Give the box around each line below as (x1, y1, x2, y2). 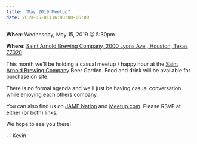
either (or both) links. (6, 109, 58, 116)
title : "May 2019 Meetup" (6, 8, 70, 15)
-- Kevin (6, 132, 27, 139)
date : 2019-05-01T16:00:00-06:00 (6, 14, 90, 20)
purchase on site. (6, 73, 49, 80)
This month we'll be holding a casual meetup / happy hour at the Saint (6, 60, 178, 68)
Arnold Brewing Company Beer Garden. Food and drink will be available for (6, 66, 191, 73)
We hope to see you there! (6, 120, 72, 127)
